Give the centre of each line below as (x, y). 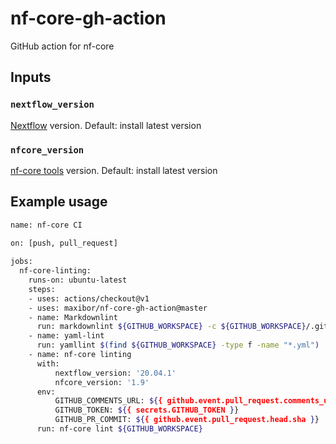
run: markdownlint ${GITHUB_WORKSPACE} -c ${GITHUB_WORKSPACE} (171, 327)
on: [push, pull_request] (64, 243)
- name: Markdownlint (73, 317)
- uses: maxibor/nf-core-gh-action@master (118, 308)
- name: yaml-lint (66, 336)
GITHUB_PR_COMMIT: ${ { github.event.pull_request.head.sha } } (187, 420)
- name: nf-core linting (80, 355)
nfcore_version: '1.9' (102, 382)
